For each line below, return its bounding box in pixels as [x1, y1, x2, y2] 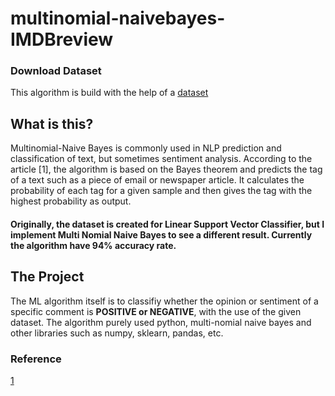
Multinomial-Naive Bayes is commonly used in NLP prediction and [10, 142, 282, 154]
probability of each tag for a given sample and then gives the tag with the [10, 185, 313, 197]
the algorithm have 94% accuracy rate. [10, 239, 177, 251]
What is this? [10, 115, 94, 132]
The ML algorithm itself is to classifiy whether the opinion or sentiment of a [10, 295, 319, 307]
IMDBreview [10, 28, 114, 51]
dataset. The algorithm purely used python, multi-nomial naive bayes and [10, 316, 312, 328]
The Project [10, 268, 85, 286]
